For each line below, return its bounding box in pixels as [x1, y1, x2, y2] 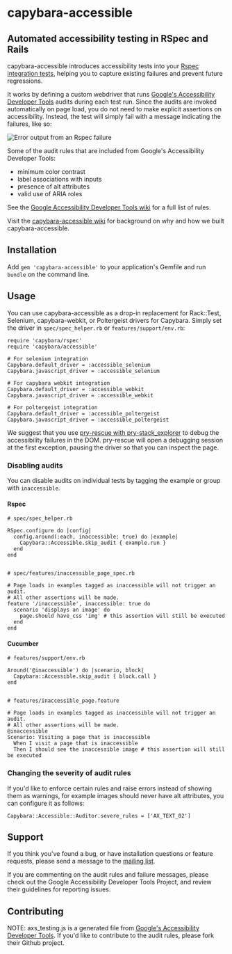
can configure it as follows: [7, 799, 85, 807]
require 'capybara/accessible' [7, 343, 98, 350]
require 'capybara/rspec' [7, 337, 82, 344]
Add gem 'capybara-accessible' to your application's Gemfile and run [7, 262, 206, 271]
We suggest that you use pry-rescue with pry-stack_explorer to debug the [7, 428, 219, 436]
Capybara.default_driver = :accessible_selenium [7, 361, 151, 368]
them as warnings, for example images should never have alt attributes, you [7, 791, 224, 800]
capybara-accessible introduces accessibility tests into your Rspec [7, 62, 199, 70]
